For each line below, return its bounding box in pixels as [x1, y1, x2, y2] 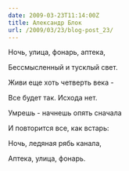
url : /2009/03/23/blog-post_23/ [8, 26, 113, 34]
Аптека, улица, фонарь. [8, 154, 86, 163]
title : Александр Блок [8, 19, 82, 27]
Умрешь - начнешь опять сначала [8, 108, 123, 118]
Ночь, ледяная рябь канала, [8, 139, 102, 148]
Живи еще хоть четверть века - [8, 78, 114, 87]
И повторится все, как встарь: [8, 123, 109, 133]
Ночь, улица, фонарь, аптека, [8, 48, 106, 57]
